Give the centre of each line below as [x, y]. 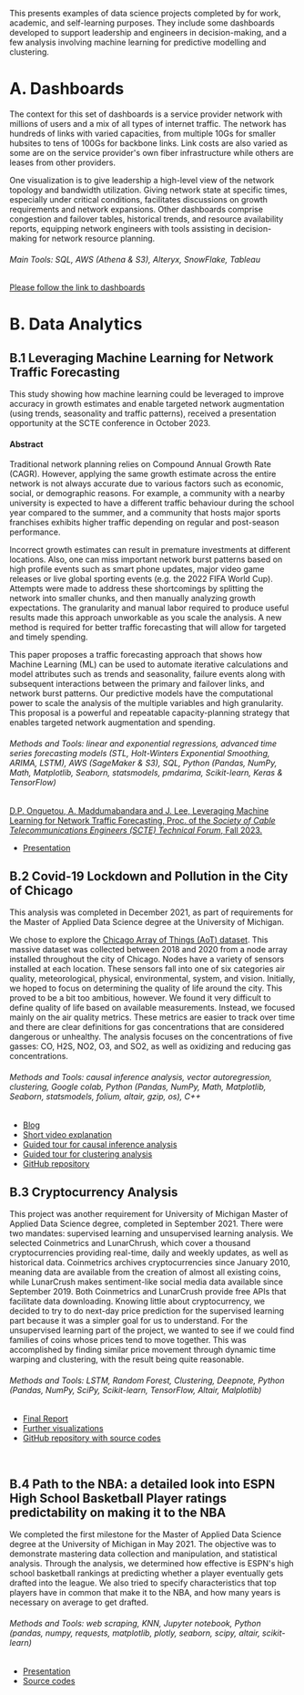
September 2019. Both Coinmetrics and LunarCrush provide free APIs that [148, 1292]
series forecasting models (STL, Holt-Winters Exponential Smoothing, [140, 753]
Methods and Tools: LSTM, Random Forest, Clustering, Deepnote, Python [147, 1380]
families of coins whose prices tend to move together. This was [128, 1340]
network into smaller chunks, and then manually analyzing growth [133, 598]
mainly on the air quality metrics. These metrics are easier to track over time [152, 1017]
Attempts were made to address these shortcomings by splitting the [137, 588]
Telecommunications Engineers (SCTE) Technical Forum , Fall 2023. [136, 830]
